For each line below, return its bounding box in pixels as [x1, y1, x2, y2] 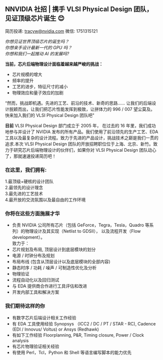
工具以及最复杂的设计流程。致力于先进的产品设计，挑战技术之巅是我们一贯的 [5, 135, 159, 140]
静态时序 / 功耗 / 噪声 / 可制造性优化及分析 [12, 265, 97, 271]
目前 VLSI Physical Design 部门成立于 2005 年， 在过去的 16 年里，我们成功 [5, 122, 156, 128]
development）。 [12, 234, 45, 240]
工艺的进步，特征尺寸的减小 [12, 83, 68, 89]
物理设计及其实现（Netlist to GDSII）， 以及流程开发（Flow [25, 228, 141, 234]
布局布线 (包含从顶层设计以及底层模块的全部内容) [12, 259, 110, 265]
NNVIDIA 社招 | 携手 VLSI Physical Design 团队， [5, 5, 153, 14]
